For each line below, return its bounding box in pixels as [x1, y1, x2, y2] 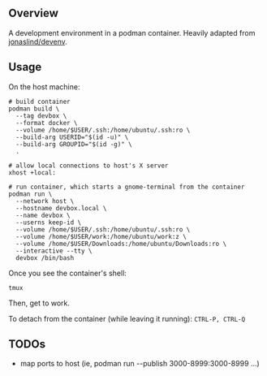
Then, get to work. [8, 298, 71, 308]
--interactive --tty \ [15, 247, 93, 255]
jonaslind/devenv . [8, 37, 67, 46]
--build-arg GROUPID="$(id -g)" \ [15, 140, 132, 149]
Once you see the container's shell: [8, 268, 127, 278]
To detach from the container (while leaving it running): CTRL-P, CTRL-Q [8, 313, 246, 323]
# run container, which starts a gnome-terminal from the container [8, 183, 245, 191]
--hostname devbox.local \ [15, 204, 107, 212]
